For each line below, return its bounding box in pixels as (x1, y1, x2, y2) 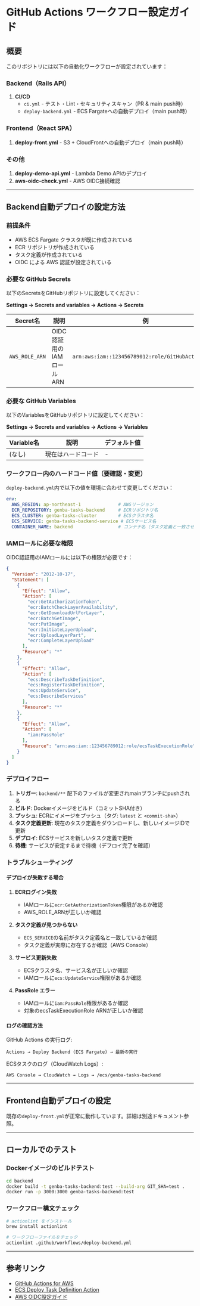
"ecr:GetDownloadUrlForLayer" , (27, 610, 105, 616)
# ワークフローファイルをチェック (6, 1234, 78, 1240)
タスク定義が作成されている (14, 251, 83, 258)
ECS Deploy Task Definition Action (14, 1286, 99, 1293)
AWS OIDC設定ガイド (14, 1293, 68, 1300)
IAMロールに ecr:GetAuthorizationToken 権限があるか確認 (23, 901, 163, 908)
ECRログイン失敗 (14, 888, 57, 895)
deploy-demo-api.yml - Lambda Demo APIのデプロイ (14, 169, 148, 177)
